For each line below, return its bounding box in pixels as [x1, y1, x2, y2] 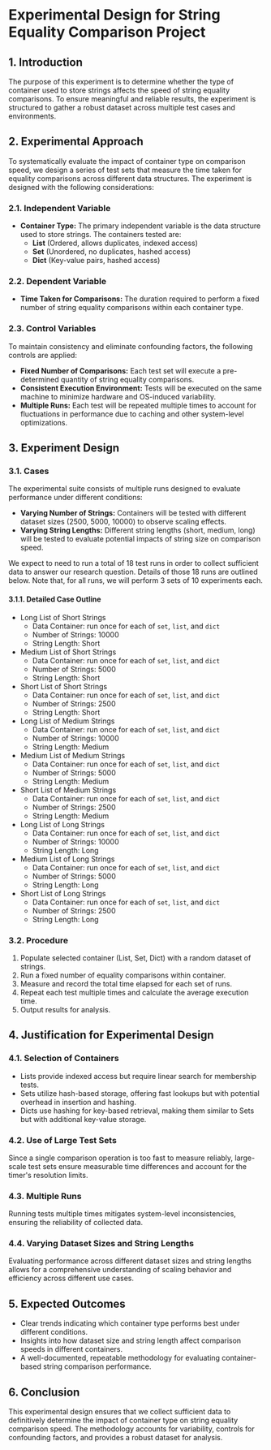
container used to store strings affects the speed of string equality [8, 85, 230, 95]
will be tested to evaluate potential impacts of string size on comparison [19, 534, 261, 544]
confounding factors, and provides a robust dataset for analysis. [8, 1433, 223, 1443]
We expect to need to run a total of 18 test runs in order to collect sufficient [8, 559, 260, 568]
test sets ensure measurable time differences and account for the [28, 1161, 247, 1171]
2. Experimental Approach [8, 135, 144, 149]
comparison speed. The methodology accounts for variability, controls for [8, 1424, 256, 1434]
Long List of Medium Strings [19, 716, 115, 726]
